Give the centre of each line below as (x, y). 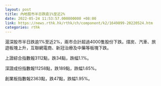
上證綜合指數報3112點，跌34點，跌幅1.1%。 (48, 58)
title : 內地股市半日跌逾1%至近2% (35, 14)
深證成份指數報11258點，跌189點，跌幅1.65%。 (52, 69)
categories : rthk (23, 28)
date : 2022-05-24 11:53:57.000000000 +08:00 (51, 18)
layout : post (18, 9)
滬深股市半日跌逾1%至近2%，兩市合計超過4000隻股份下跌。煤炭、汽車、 (78, 42)
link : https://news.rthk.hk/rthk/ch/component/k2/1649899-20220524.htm (79, 23)
